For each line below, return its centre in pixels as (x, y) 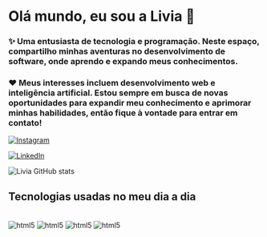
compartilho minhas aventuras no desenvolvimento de (117, 51)
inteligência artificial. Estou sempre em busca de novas (118, 93)
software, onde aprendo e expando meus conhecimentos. (123, 62)
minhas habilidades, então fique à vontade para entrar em (123, 113)
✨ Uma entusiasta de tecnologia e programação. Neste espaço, (134, 42)
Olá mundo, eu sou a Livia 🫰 (102, 16)
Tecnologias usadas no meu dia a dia (102, 197)
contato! (25, 123)
